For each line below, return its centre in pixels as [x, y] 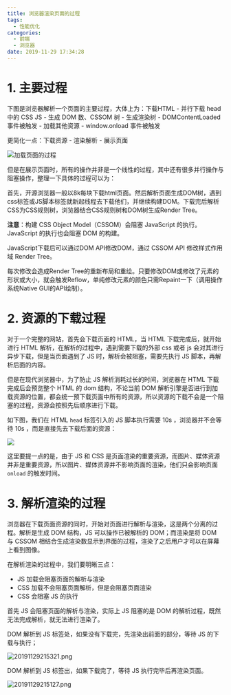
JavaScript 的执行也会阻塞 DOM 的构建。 [65, 233]
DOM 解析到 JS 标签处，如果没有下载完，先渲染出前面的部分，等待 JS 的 [110, 634]
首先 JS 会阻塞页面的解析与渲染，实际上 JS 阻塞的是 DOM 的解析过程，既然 [114, 610]
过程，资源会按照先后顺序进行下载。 [70, 405]
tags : [15, 20]
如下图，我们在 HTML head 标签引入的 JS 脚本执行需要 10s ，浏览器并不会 [112, 420]
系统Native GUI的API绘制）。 [47, 288]
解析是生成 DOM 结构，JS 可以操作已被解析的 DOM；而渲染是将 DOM [118, 532]
